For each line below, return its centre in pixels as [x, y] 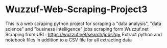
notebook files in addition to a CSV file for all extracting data [68, 40]
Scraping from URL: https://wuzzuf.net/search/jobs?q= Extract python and [84, 34]
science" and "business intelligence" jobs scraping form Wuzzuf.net [77, 29]
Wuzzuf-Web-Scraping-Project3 [76, 9]
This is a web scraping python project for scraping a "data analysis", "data [83, 23]
